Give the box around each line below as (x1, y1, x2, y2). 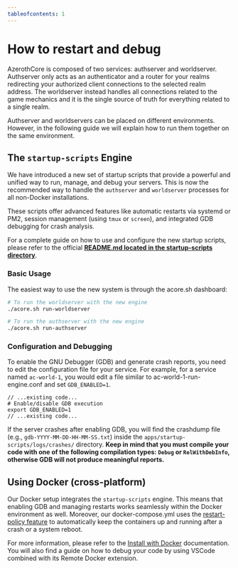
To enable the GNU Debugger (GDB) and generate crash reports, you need (7, 358, 226, 366)
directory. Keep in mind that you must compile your (75, 440, 229, 449)
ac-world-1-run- (153, 373, 201, 381)
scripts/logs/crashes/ (7, 441, 75, 449)
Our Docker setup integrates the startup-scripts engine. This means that (7, 495, 223, 503)
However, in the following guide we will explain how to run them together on (7, 124, 229, 132)
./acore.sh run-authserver (7, 325, 87, 332)
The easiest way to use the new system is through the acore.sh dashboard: (7, 285, 227, 294)
